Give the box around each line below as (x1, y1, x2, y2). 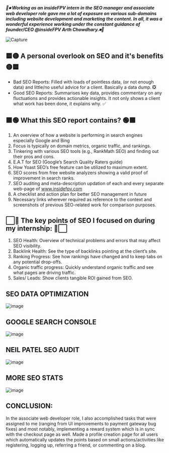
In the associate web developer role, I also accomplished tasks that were (6, 415, 156, 421)
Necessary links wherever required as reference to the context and (13, 196, 152, 202)
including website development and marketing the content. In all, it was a (6, 16, 162, 22)
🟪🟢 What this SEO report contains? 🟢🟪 (6, 116, 136, 125)
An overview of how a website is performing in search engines (13, 132, 143, 138)
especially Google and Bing (13, 137, 70, 143)
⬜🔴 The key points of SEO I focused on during (6, 216, 155, 225)
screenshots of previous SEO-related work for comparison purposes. (13, 202, 156, 208)
